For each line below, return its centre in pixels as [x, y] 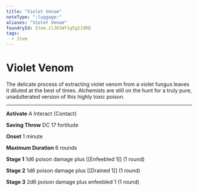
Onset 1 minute [24, 136]
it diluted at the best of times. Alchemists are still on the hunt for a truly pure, [99, 90]
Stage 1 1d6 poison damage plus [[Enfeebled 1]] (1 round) [75, 159]
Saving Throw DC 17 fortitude [42, 125]
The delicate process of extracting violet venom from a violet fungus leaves [98, 84]
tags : [13, 33]
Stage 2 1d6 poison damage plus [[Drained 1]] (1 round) [73, 170]
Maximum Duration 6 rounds [42, 148]
